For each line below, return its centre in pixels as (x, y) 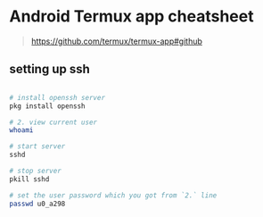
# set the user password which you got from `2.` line (113, 195)
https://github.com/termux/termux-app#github (117, 41)
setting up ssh (50, 69)
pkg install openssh (48, 106)
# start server (37, 146)
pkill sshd (29, 179)
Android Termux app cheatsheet (131, 17)
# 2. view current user (53, 122)
